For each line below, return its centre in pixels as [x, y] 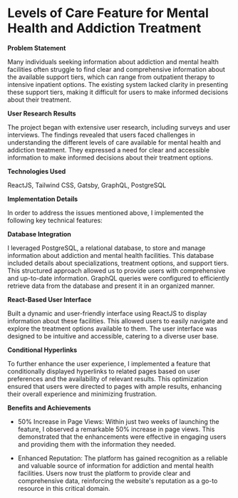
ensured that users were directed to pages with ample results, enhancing [115, 386]
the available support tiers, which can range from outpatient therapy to [111, 77]
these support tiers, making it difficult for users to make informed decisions [118, 92]
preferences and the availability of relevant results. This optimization [108, 378]
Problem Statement [37, 48]
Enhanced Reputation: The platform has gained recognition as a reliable [123, 458]
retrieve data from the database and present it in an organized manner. [111, 286]
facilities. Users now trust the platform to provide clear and [104, 473]
